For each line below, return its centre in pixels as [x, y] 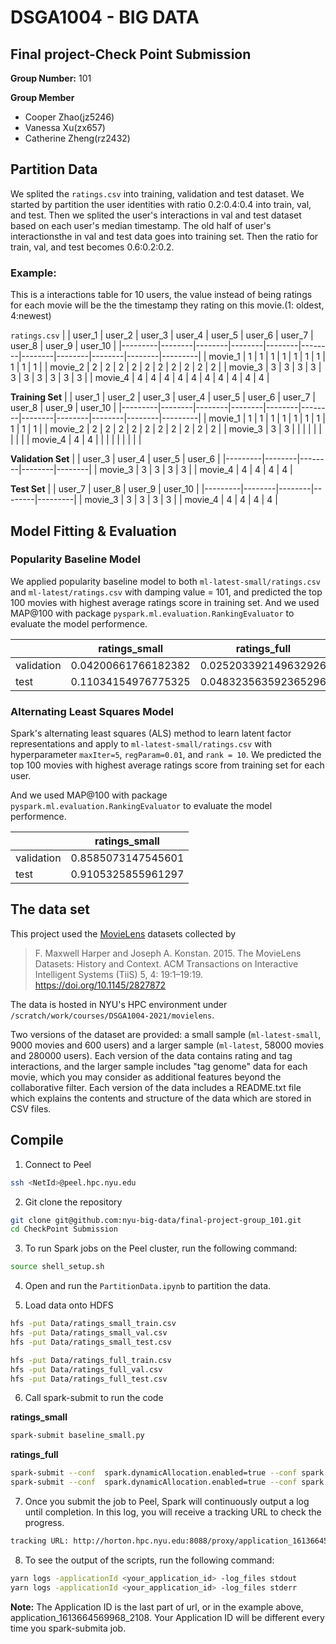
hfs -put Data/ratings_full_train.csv [91, 1360]
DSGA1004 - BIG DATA [105, 17]
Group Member [42, 97]
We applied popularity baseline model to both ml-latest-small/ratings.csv [165, 581]
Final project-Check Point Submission [131, 54]
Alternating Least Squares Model [92, 711]
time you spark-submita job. [68, 1628]
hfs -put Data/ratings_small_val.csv [89, 1333]
